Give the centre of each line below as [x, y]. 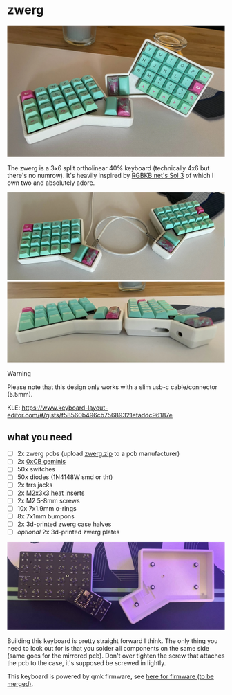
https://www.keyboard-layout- [65, 408]
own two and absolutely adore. [51, 183]
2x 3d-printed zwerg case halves [64, 524]
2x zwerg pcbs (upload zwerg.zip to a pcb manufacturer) [98, 454]
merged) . [20, 683]
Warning [19, 374]
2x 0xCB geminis [41, 462]
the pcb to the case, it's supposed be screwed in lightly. [87, 662]
